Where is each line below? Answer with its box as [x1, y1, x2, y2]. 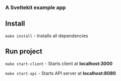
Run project [5, 47, 43, 56]
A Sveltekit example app [5, 4, 66, 11]
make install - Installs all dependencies [5, 32, 88, 38]
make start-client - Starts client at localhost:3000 [5, 60, 112, 66]
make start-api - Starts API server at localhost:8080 [5, 70, 116, 76]
